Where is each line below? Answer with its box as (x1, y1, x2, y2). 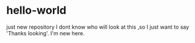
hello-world (6, 4, 67, 17)
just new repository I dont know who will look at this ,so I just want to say (6, 23, 190, 30)
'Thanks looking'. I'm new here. (6, 29, 85, 36)
